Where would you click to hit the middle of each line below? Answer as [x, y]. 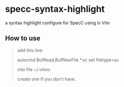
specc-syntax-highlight [55, 9]
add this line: [30, 50]
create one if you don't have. [46, 79]
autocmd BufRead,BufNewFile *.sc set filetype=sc [68, 60]
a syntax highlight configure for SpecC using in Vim [58, 23]
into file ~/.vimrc [34, 69]
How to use [23, 38]
